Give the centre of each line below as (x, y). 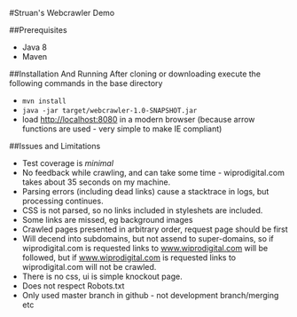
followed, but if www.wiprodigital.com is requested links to (129, 258)
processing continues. (63, 201)
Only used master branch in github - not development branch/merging (150, 295)
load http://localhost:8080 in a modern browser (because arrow (138, 119)
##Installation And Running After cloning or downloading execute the (135, 74)
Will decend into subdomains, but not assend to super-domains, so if (148, 238)
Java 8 (34, 47)
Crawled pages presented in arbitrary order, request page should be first (155, 229)
